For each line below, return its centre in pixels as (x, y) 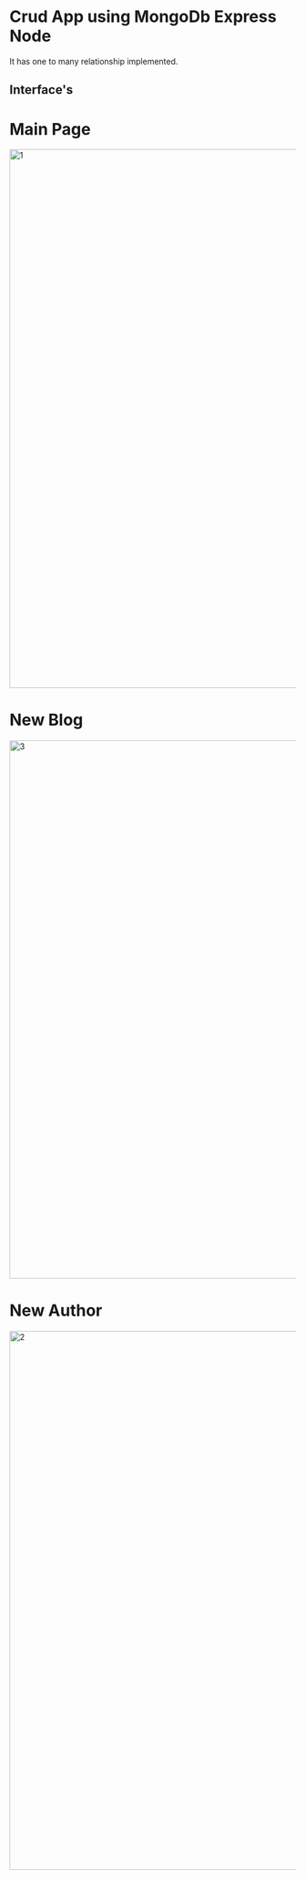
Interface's (41, 90)
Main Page (50, 129)
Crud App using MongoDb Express (143, 17)
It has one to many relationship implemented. (94, 61)
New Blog (46, 720)
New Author (56, 1310)
